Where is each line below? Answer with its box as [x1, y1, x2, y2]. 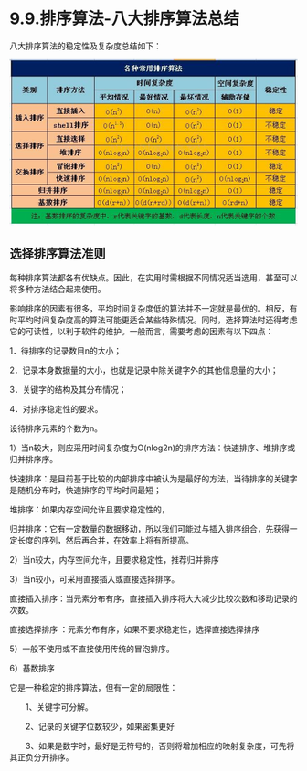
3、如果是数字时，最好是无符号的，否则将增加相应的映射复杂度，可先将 [25, 740, 295, 751]
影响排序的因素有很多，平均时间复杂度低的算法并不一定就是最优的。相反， [9, 302, 290, 313]
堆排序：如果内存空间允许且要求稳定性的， [9, 503, 170, 514]
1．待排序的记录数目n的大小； [9, 344, 122, 356]
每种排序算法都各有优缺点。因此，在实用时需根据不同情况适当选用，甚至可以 [9, 271, 298, 283]
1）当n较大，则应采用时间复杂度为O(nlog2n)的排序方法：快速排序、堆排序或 [9, 442, 296, 453]
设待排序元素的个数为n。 [9, 422, 103, 434]
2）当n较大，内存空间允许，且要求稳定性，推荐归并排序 [9, 554, 219, 565]
